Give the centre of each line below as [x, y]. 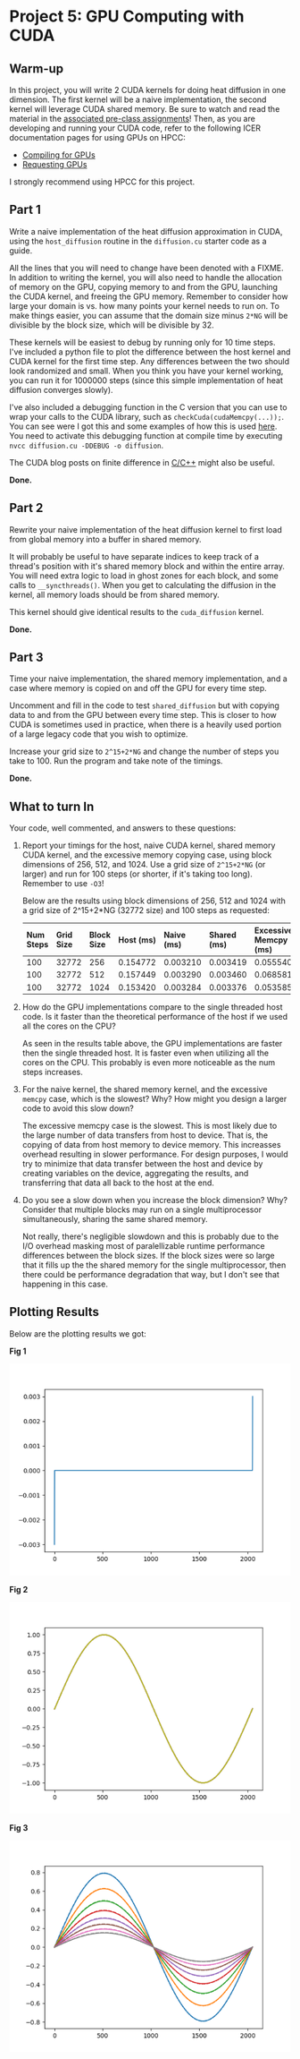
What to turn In [52, 806]
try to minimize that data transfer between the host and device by [142, 1164]
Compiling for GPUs [58, 155]
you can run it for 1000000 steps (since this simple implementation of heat [146, 380]
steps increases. [52, 1072]
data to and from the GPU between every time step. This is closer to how [143, 715]
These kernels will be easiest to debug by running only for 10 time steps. [142, 342]
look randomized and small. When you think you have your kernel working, [146, 371]
